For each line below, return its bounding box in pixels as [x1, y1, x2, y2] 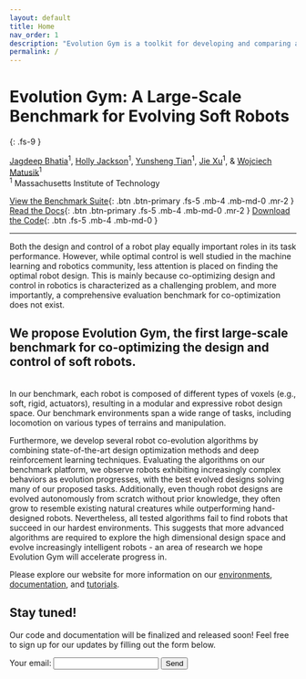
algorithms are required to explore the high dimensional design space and [9, 531, 287, 543]
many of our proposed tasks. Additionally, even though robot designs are [9, 483, 283, 494]
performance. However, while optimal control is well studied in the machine [9, 251, 291, 262]
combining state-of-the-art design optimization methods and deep [9, 444, 260, 455]
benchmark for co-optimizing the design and [9, 339, 270, 356]
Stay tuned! [9, 605, 77, 621]
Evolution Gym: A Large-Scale [9, 87, 242, 108]
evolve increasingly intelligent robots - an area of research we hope [9, 541, 263, 552]
